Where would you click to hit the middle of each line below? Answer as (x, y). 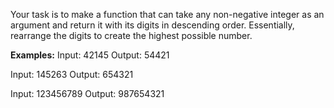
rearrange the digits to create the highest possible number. (131, 35)
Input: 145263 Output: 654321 (72, 74)
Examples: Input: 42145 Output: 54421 (90, 55)
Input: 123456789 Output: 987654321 (87, 93)
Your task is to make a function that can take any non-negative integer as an (167, 14)
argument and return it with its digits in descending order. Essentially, (152, 25)
